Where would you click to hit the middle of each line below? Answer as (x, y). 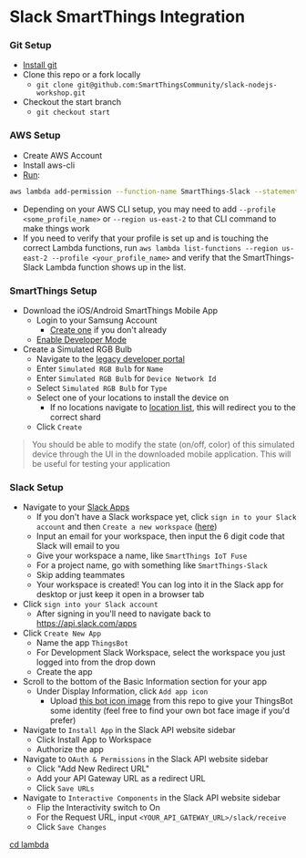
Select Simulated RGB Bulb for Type (102, 388)
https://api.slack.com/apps (87, 624)
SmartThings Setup (53, 291)
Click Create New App (62, 633)
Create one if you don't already (108, 329)
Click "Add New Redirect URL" (93, 769)
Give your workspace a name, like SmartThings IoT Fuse (142, 556)
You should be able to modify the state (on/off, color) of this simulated (163, 444)
